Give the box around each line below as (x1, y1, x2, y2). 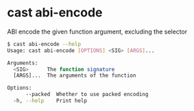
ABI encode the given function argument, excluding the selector (7, 27, 187, 36)
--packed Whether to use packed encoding (25, 91, 149, 98)
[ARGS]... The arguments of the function (13, 72, 136, 79)
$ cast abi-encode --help (7, 40, 81, 47)
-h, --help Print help (13, 97, 88, 104)
